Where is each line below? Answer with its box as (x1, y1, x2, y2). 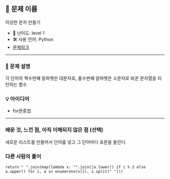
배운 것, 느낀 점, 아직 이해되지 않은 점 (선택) (5, 126, 104, 133)
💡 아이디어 (5, 96, 29, 103)
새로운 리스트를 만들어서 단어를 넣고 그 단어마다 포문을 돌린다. (5, 139, 127, 145)
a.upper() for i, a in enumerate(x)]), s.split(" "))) (5, 169, 123, 174)
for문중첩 (12, 108, 31, 114)
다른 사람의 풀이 (5, 153, 41, 160)
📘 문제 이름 (5, 5, 38, 14)
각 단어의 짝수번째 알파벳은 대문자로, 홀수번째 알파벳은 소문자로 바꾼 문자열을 (5, 75, 157, 81)
